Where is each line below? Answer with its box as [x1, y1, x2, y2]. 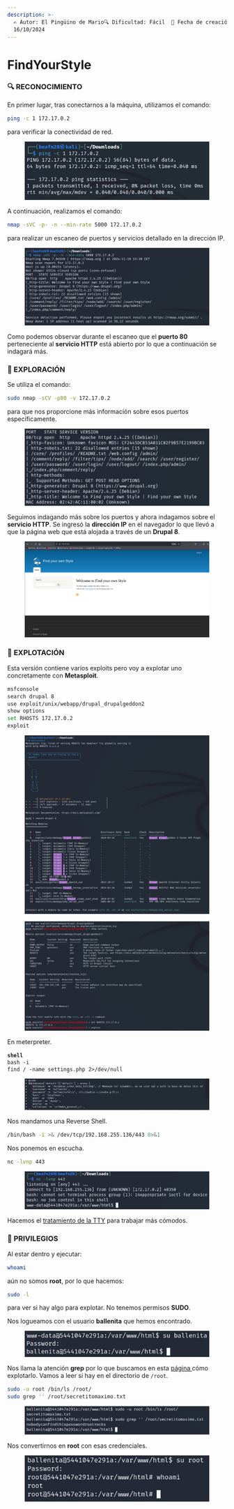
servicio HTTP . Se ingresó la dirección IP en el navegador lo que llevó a [7, 520, 214, 528]
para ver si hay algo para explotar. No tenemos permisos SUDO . [7, 1303, 191, 1312]
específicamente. [7, 415, 57, 423]
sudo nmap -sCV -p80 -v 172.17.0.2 [7, 395, 111, 402]
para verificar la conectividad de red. [7, 128, 114, 136]
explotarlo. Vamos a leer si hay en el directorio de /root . [7, 1372, 169, 1380]
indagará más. [7, 347, 49, 355]
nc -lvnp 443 [7, 1158, 45, 1165]
